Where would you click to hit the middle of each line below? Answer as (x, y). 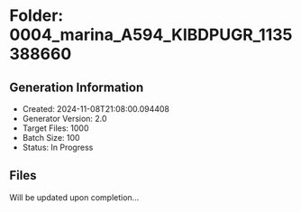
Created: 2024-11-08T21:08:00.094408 (96, 109)
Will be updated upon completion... (74, 197)
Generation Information (77, 87)
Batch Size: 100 (51, 138)
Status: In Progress (58, 147)
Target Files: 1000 (55, 128)
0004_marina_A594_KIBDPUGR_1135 (151, 35)
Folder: (36, 16)
